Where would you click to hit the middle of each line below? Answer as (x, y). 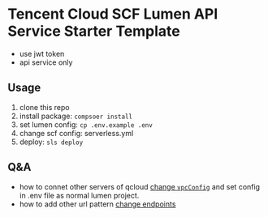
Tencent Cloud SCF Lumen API (113, 14)
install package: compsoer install (76, 116)
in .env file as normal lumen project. (79, 195)
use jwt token (42, 53)
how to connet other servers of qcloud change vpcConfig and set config (140, 186)
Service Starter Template (94, 31)
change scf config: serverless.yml (76, 133)
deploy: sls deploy (51, 142)
